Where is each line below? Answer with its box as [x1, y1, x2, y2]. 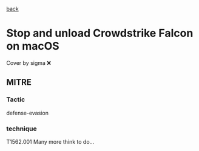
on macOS [6, 39, 59, 53]
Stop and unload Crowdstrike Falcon [6, 27, 194, 40]
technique [6, 124, 38, 133]
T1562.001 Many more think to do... [6, 138, 95, 145]
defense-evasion [6, 109, 49, 116]
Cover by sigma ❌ [6, 59, 52, 66]
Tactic [6, 95, 25, 104]
